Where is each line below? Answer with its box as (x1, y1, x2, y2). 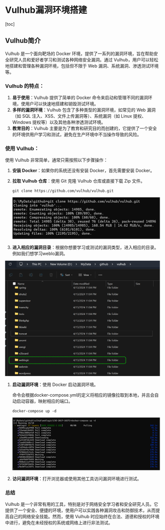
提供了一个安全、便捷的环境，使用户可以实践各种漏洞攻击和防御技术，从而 (5, 507, 156, 513)
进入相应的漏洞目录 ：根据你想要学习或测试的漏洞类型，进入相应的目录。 (12, 245, 159, 250)
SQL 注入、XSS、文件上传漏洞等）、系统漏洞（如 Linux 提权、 (22, 113, 146, 119)
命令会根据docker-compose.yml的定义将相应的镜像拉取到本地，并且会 (12, 392, 155, 398)
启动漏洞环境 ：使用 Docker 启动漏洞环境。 (12, 381, 98, 387)
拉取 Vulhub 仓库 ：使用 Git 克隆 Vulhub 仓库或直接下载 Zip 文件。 (12, 178, 145, 184)
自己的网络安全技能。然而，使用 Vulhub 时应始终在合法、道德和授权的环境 (9, 513, 160, 519)
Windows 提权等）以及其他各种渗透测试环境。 (12, 119, 106, 125)
